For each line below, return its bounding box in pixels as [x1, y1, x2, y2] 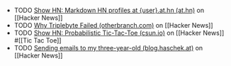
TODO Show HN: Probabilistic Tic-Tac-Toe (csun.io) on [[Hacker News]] [13, 28, 225, 37]
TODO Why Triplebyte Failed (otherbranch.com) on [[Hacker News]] [13, 21, 214, 29]
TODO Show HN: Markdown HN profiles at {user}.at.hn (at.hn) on [13, 6, 204, 14]
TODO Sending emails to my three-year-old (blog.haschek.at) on [13, 44, 203, 52]
